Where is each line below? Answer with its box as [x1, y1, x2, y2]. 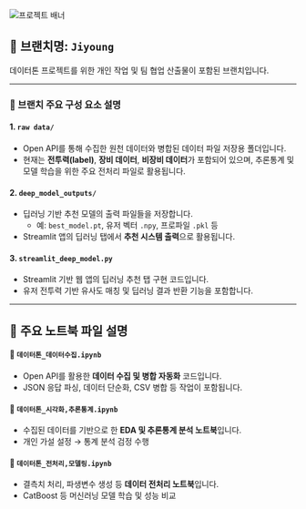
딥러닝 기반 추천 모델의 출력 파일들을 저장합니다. [22, 209, 193, 219]
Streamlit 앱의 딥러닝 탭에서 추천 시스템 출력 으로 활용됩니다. [22, 231, 235, 242]
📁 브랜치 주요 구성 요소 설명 [9, 98, 121, 111]
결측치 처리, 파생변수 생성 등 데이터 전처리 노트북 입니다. [22, 479, 219, 490]
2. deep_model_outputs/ [9, 187, 97, 198]
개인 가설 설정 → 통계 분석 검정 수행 [22, 436, 150, 447]
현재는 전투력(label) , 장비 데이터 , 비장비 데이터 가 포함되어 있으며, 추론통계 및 [22, 154, 294, 165]
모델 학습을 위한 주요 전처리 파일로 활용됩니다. [22, 165, 187, 177]
